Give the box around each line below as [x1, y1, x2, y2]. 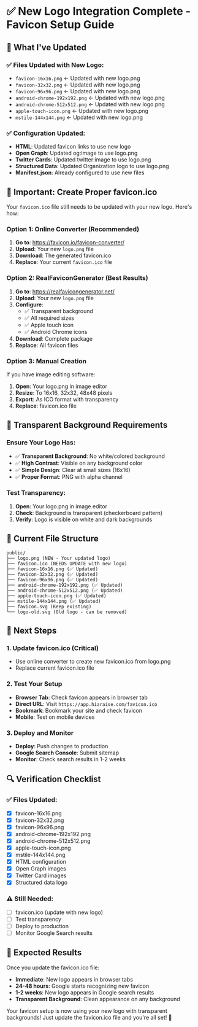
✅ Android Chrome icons [24, 328, 88, 335]
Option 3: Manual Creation [6, 357, 87, 365]
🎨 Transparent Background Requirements [6, 420, 168, 430]
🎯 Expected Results [6, 947, 82, 958]
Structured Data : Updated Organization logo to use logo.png [15, 163, 170, 170]
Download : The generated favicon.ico [15, 252, 112, 259]
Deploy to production [15, 922, 69, 929]
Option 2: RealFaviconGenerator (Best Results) [6, 274, 148, 282]
